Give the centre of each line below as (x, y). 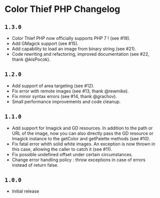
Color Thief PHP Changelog (62, 9)
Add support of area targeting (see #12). (53, 86)
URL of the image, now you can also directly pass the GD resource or (82, 133)
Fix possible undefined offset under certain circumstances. (72, 154)
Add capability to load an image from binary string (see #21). (74, 49)
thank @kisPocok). (31, 59)
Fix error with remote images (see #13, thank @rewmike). (70, 91)
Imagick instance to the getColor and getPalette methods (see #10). (81, 138)
